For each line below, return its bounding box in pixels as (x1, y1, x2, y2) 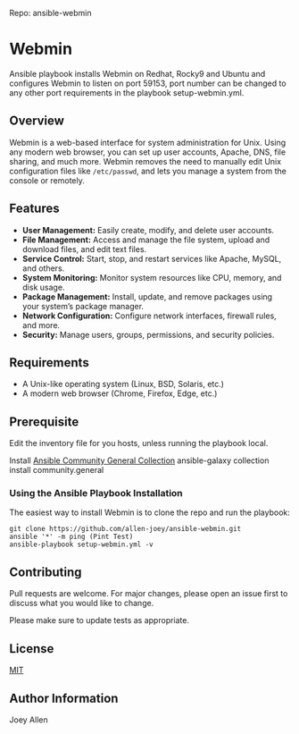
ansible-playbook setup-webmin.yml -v (9, 540, 154, 549)
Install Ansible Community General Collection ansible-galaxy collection (9, 455, 270, 466)
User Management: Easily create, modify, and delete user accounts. (21, 224, 275, 235)
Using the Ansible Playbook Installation (9, 487, 183, 500)
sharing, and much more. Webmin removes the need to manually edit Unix (9, 156, 282, 166)
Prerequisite (9, 414, 79, 429)
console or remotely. (9, 174, 85, 186)
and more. (21, 319, 61, 330)
